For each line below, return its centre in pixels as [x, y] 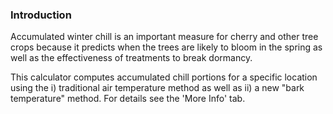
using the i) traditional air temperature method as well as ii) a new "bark [157, 88]
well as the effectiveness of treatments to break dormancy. [131, 58]
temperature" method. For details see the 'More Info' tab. [128, 99]
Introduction [41, 15]
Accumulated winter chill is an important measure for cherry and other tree [164, 37]
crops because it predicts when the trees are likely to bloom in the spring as [166, 47]
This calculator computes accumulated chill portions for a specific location [164, 77]
